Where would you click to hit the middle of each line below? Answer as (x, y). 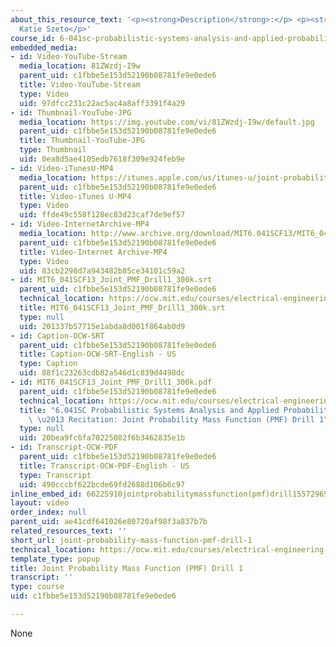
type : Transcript (55, 475)
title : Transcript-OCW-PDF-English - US (104, 466)
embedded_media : (44, 47)
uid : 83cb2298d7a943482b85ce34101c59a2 (102, 271)
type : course (37, 587)
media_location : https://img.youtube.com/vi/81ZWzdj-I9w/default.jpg (167, 122)
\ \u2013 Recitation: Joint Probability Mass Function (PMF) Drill (171, 419)
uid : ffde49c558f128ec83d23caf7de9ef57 (102, 215)
